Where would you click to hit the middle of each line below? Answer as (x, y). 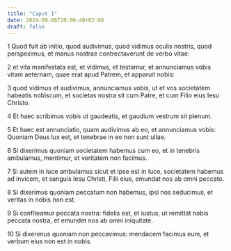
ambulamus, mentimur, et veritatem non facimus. (77, 158)
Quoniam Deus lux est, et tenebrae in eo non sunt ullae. (87, 137)
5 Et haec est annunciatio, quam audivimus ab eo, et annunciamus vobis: (112, 130)
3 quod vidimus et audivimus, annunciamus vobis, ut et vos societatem (109, 88)
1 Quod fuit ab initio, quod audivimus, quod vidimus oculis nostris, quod (110, 47)
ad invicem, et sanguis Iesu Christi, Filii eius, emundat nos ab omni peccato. (116, 179)
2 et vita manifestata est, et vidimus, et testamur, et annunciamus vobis (109, 67)
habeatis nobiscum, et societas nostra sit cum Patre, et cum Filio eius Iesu (113, 95)
